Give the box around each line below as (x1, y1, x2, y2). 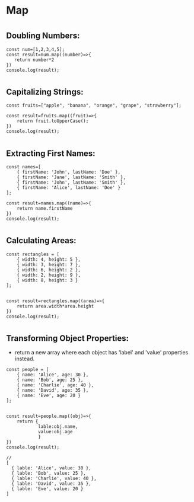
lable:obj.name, (37, 424, 78, 430)
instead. (14, 355, 35, 362)
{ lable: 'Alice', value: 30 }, (11, 465, 92, 471)
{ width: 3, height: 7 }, (17, 261, 81, 267)
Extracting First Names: (6, 148, 96, 158)
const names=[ (6, 164, 42, 170)
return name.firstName (17, 206, 73, 212)
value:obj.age (37, 429, 73, 435)
